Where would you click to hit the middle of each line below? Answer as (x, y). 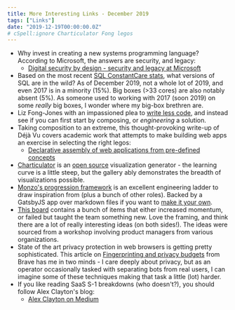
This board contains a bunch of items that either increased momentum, (120, 210)
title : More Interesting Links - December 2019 (78, 14)
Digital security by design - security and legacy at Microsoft (114, 68)
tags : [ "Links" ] (31, 20)
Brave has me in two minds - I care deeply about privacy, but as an (114, 262)
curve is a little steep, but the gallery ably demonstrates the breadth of (119, 173)
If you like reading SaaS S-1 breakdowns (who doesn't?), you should (116, 284)
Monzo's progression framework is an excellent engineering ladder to (118, 187)
